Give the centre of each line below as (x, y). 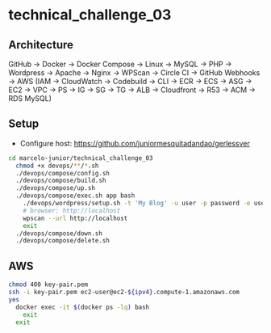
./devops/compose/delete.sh (63, 241)
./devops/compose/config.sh (63, 173)
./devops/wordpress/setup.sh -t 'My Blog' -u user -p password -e (137, 204)
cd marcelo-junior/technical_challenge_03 (81, 158)
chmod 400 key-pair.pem (48, 285)
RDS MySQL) (30, 98)
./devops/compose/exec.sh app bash (75, 196)
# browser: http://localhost (72, 211)
